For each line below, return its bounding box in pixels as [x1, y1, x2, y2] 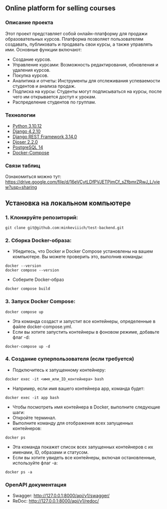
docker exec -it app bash [5, 395, 59, 400]
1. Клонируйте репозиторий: [5, 214, 78, 221]
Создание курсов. [12, 56, 51, 62]
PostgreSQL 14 [12, 144, 43, 150]
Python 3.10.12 [12, 123, 42, 129]
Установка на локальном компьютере [5, 198, 131, 208]
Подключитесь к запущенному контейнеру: [12, 367, 106, 373]
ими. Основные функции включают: [5, 46, 82, 52]
